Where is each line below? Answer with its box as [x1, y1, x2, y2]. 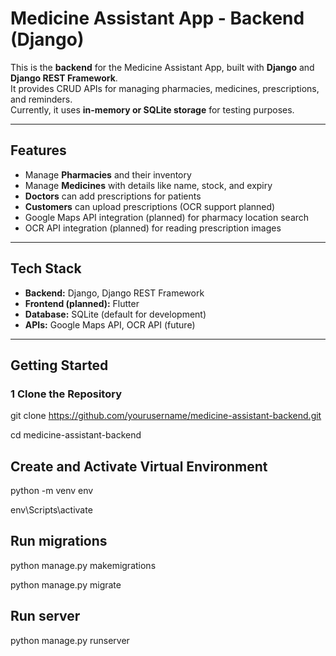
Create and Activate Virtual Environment [10, 458, 268, 475]
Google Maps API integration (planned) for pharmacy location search [24, 211, 310, 223]
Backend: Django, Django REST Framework [24, 287, 205, 299]
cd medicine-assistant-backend [10, 429, 142, 441]
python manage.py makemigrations [10, 559, 157, 571]
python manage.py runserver [10, 634, 130, 646]
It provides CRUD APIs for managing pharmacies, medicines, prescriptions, [10, 82, 320, 94]
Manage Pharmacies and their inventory [24, 168, 192, 181]
